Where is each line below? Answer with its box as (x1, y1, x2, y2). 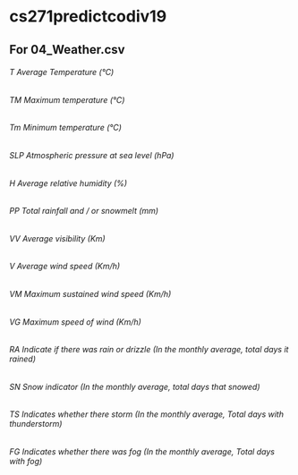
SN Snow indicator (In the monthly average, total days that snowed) (9, 381, 261, 392)
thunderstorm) (9, 419, 63, 429)
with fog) (9, 456, 43, 467)
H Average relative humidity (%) (9, 177, 128, 189)
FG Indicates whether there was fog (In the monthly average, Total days (9, 446, 276, 457)
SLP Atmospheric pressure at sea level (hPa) (9, 150, 175, 160)
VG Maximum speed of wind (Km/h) (9, 316, 141, 327)
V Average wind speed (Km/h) (9, 261, 121, 272)
